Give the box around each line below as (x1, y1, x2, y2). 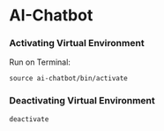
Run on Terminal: (9, 57, 71, 67)
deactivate (9, 114, 49, 124)
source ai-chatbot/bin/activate (9, 74, 128, 83)
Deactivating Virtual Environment (9, 95, 156, 107)
